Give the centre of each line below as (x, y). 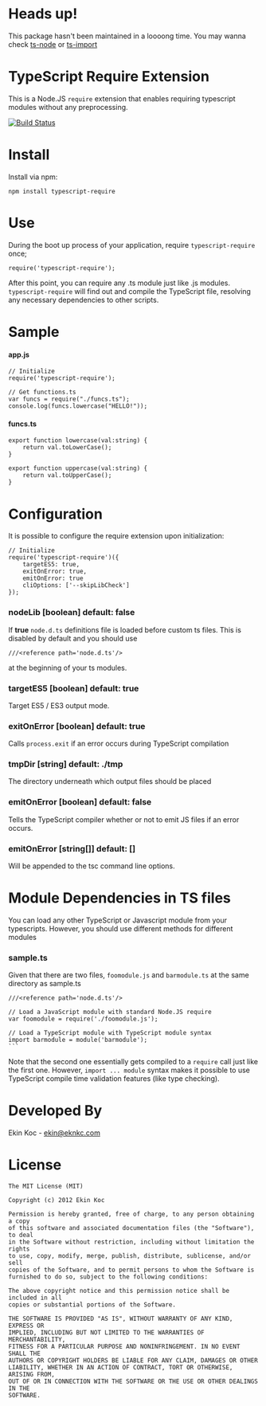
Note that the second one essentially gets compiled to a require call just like (133, 1062)
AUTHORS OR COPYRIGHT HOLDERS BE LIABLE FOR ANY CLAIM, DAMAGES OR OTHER (133, 1361)
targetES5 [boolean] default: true (74, 688)
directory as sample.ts (45, 984)
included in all (35, 1298)
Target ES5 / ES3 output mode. (59, 705)
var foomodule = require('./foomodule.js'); (83, 1019)
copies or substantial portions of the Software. (92, 1305)
